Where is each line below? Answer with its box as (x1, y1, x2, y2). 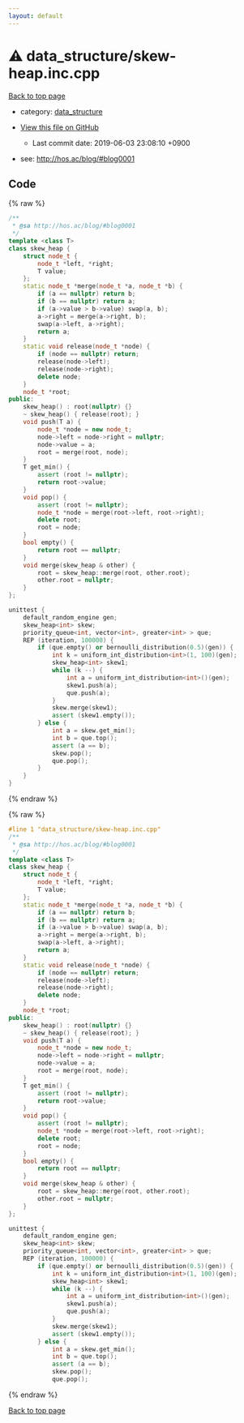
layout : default (8, 11, 63, 20)
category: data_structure (19, 106, 103, 116)
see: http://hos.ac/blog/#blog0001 (19, 153, 135, 163)
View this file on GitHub (19, 122, 100, 132)
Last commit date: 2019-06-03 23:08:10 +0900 (32, 138, 190, 148)
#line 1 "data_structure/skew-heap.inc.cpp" (8, 825, 161, 834)
